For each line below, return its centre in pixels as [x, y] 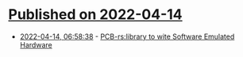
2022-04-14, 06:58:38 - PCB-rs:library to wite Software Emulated [127, 36]
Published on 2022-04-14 [95, 15]
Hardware [36, 44]
